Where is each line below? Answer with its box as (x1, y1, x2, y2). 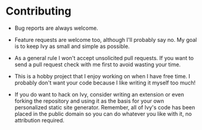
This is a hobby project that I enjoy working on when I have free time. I (14, 72, 190, 80)
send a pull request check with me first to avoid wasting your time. (14, 61, 181, 68)
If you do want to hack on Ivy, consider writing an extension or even (14, 91, 184, 98)
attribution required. (14, 117, 65, 124)
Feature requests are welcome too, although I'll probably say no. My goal (14, 36, 198, 43)
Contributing (5, 4, 72, 18)
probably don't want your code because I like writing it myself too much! (14, 79, 196, 86)
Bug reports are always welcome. (14, 24, 98, 32)
